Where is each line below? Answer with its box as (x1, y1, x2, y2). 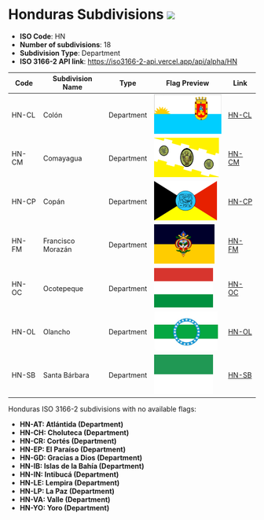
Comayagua (42, 153, 82, 163)
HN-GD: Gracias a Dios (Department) (19, 452, 143, 462)
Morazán (42, 244, 72, 253)
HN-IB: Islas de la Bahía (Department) (19, 461, 145, 470)
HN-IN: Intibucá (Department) (19, 470, 119, 479)
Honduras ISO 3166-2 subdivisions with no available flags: (8, 404, 196, 414)
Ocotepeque (42, 283, 84, 293)
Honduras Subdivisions (8, 6, 164, 24)
